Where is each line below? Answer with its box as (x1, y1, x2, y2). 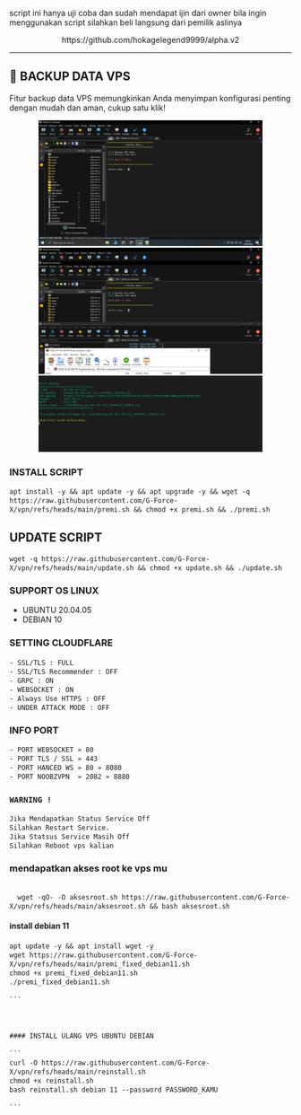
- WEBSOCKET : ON (9, 685, 74, 694)
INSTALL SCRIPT (9, 466, 83, 478)
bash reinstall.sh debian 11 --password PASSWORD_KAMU (9, 1085, 219, 1094)
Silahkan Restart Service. (9, 823, 110, 833)
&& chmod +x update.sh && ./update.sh (137, 564, 282, 573)
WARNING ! (9, 795, 52, 804)
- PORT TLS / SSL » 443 (9, 754, 99, 763)
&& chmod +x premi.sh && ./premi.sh (133, 505, 271, 514)
